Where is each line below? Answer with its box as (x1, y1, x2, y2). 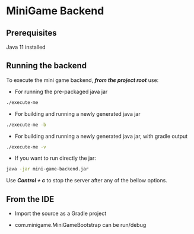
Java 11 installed (6, 43, 46, 50)
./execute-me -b (6, 122, 46, 128)
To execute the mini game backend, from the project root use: (6, 76, 159, 84)
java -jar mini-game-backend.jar (6, 166, 89, 172)
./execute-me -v (6, 144, 46, 150)
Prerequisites (6, 28, 57, 38)
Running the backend (6, 61, 87, 71)
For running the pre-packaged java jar (14, 88, 108, 95)
